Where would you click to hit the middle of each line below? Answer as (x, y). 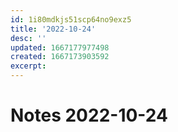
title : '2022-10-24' (53, 29)
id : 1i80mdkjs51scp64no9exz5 (71, 19)
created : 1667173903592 (60, 57)
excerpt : (28, 66)
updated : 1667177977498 (60, 47)
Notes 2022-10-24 (89, 115)
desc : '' (28, 38)
